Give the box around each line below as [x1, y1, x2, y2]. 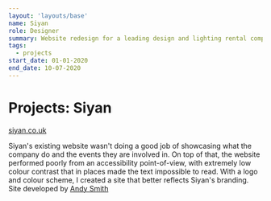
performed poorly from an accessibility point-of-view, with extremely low [8, 158, 252, 167]
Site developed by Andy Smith [8, 183, 109, 193]
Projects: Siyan [8, 98, 112, 117]
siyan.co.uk [8, 125, 47, 135]
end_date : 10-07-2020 [8, 64, 81, 72]
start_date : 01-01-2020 [8, 57, 89, 65]
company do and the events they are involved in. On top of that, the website [8, 150, 261, 159]
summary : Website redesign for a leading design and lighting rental [8, 34, 248, 43]
